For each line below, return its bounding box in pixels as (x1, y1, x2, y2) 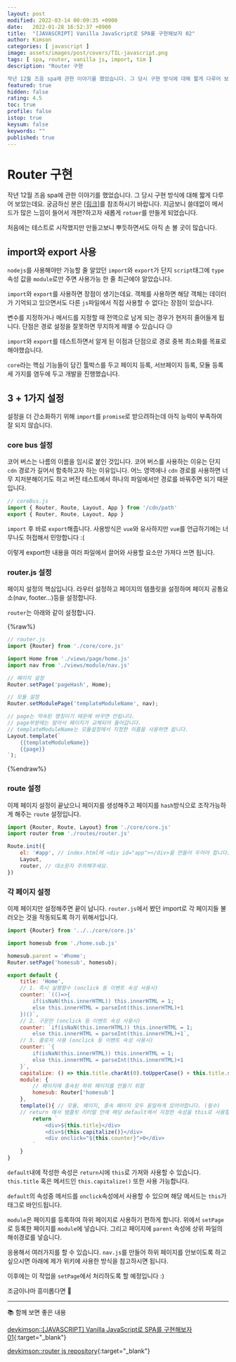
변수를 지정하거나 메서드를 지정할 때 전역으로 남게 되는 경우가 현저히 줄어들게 (7, 313, 218, 322)
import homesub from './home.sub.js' (7, 939, 118, 947)
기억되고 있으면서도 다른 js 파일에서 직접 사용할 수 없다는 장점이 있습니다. (14, 299, 214, 307)
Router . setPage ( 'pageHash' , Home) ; (7, 681, 112, 688)
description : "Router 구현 (7, 63, 84, 70)
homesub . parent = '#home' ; (7, 952, 86, 960)
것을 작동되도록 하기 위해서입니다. (25, 913, 118, 921)
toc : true (7, 101, 37, 109)
